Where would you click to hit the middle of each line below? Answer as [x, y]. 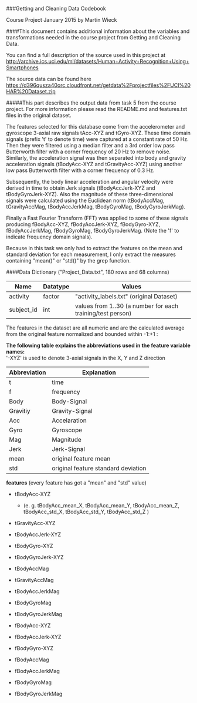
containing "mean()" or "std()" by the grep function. [68, 260]
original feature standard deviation [99, 468]
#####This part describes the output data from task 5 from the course [91, 103]
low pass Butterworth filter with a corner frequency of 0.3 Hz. [80, 170]
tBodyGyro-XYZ [34, 546]
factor [51, 296]
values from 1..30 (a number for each [127, 306]
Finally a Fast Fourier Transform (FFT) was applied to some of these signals [97, 218]
